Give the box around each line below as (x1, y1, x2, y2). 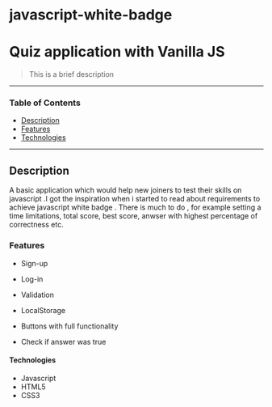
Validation (20, 290, 55, 299)
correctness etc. (9, 220, 64, 230)
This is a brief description (28, 70, 115, 79)
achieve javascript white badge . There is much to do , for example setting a (9, 202, 262, 212)
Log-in (20, 273, 44, 284)
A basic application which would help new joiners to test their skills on (9, 185, 242, 195)
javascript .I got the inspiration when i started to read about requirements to (9, 194, 261, 204)
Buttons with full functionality (20, 321, 119, 331)
